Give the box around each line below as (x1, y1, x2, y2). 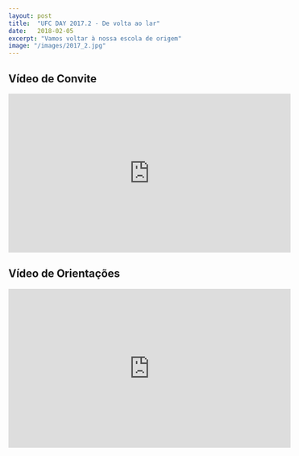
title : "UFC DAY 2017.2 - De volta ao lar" (8, 19, 160, 27)
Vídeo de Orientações (8, 267, 121, 281)
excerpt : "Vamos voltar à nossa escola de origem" (8, 34, 182, 43)
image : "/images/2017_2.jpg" (8, 42, 106, 50)
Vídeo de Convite (8, 72, 98, 86)
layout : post (8, 11, 52, 20)
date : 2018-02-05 (8, 27, 74, 35)
